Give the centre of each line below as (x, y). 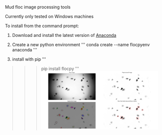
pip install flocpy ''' (60, 68)
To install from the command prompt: (42, 26)
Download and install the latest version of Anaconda (64, 35)
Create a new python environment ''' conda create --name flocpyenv (81, 45)
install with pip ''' (29, 59)
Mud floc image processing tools (38, 7)
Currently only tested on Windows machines (49, 16)
